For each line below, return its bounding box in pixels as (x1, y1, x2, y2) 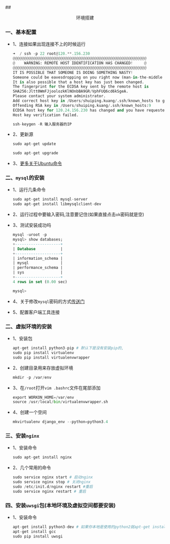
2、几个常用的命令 (12, 464, 52, 471)
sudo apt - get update (12, 141, 56, 146)
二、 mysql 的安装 (5, 174, 45, 181)
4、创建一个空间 (12, 409, 47, 415)
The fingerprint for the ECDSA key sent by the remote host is (12, 84, 149, 89)
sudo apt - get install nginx (12, 455, 72, 460)
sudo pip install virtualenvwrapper (12, 355, 90, 360)
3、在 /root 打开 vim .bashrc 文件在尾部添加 (12, 384, 101, 391)
